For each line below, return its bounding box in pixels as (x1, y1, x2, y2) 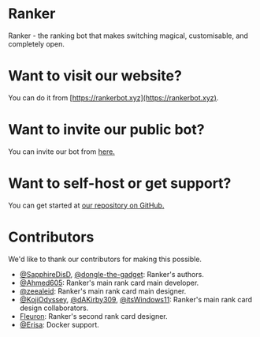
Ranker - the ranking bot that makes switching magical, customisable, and (8, 31, 248, 40)
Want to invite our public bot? (8, 121, 205, 139)
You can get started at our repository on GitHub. (8, 200, 165, 210)
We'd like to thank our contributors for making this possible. (8, 254, 202, 264)
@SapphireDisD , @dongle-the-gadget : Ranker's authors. (19, 269, 205, 279)
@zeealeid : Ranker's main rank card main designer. (19, 286, 187, 296)
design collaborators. (19, 303, 89, 313)
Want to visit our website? (8, 67, 183, 85)
